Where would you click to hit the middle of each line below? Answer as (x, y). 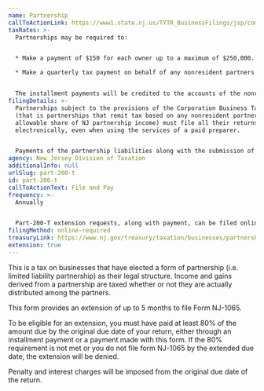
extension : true (35, 245)
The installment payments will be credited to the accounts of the (128, 94)
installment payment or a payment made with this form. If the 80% (115, 339)
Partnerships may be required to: (71, 37)
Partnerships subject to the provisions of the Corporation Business (131, 108)
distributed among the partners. (60, 292)
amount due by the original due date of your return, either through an (120, 331)
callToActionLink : (38, 23)
